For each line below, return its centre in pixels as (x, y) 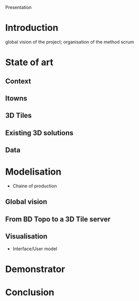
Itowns (16, 98)
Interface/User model (35, 249)
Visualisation (27, 236)
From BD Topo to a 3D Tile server (58, 219)
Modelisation (33, 172)
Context (18, 81)
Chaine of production (35, 186)
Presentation (18, 7)
